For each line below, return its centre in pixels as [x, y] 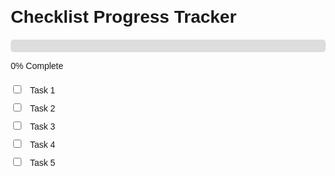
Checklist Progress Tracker [123, 17]
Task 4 [42, 145]
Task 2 [42, 108]
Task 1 [42, 90]
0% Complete [37, 66]
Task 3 [42, 127]
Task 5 [42, 163]
